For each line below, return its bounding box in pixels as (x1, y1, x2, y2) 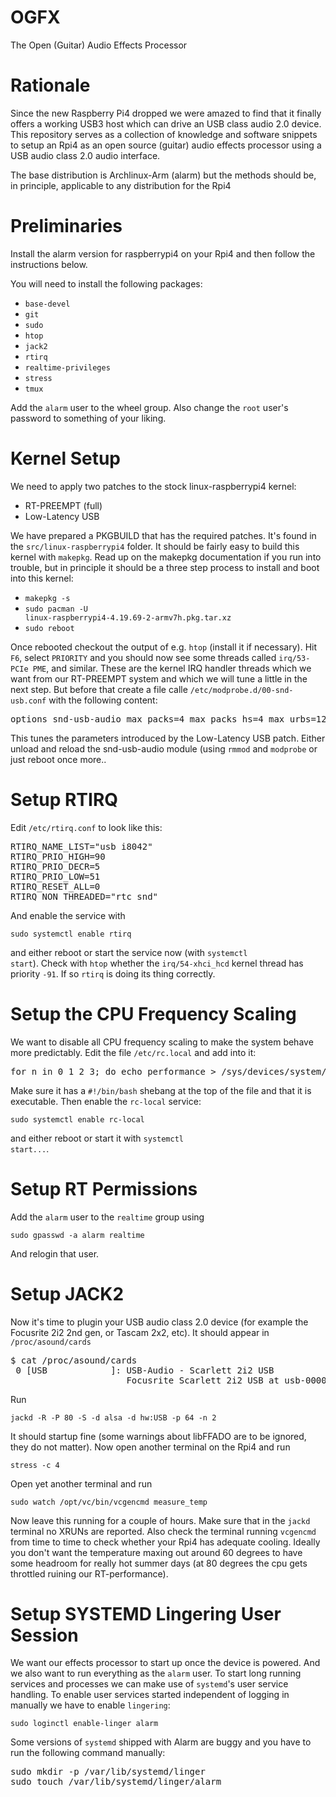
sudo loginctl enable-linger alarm (10, 1719, 159, 1729)
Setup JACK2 (10, 1282, 125, 1305)
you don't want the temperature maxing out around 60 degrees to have (10, 1546, 303, 1558)
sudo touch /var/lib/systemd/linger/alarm (10, 1776, 222, 1788)
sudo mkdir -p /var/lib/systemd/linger (10, 1766, 206, 1778)
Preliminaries (10, 215, 123, 238)
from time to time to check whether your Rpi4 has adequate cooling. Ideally (10, 1536, 321, 1548)
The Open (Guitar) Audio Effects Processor (10, 39, 188, 51)
